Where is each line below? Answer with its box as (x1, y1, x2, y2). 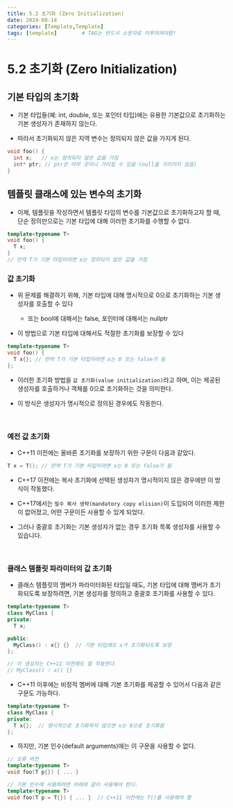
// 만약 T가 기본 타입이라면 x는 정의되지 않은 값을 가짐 (7, 256, 148, 263)
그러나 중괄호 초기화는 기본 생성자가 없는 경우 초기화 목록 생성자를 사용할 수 (17, 522, 221, 531)
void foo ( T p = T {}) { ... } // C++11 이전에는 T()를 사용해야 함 (7, 794, 192, 801)
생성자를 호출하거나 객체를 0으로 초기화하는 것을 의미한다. (17, 384, 173, 392)
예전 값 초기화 (7, 431, 51, 441)
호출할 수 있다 (35, 299, 74, 308)
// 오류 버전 (7, 756, 40, 763)
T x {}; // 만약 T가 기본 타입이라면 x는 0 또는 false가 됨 (13, 355, 166, 362)
